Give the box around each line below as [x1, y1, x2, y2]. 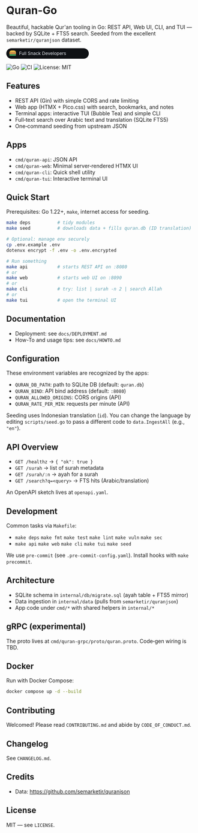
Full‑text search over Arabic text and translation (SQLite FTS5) [14, 116, 169, 123]
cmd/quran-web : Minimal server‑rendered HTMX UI [14, 162, 138, 169]
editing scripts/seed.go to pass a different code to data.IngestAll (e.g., [6, 418, 185, 426]
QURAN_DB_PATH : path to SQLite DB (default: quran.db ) [14, 381, 145, 388]
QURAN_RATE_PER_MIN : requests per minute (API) [14, 400, 130, 407]
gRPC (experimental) [6, 622, 86, 632]
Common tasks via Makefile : [6, 522, 77, 529]
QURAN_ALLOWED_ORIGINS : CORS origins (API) [14, 394, 122, 401]
